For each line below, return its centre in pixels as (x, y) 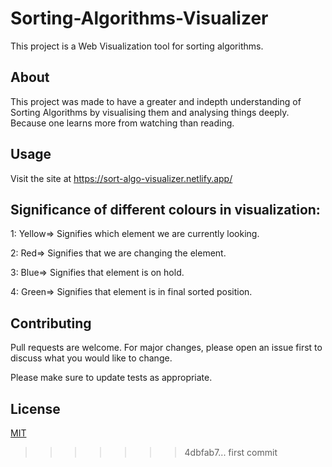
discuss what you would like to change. (91, 358)
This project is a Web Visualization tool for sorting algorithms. (137, 46)
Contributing (51, 323)
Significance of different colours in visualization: (165, 209)
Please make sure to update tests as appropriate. (111, 378)
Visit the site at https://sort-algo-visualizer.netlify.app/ (121, 178)
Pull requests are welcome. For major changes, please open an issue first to (166, 348)
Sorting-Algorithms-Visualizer (139, 18)
